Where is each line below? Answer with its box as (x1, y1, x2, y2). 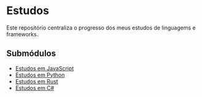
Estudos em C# (15, 84, 55, 91)
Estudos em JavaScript (15, 64, 74, 72)
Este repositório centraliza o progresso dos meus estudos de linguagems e (6, 24, 196, 31)
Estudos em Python (15, 71, 65, 79)
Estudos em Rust (15, 77, 58, 85)
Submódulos (6, 49, 56, 59)
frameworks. (6, 30, 39, 37)
